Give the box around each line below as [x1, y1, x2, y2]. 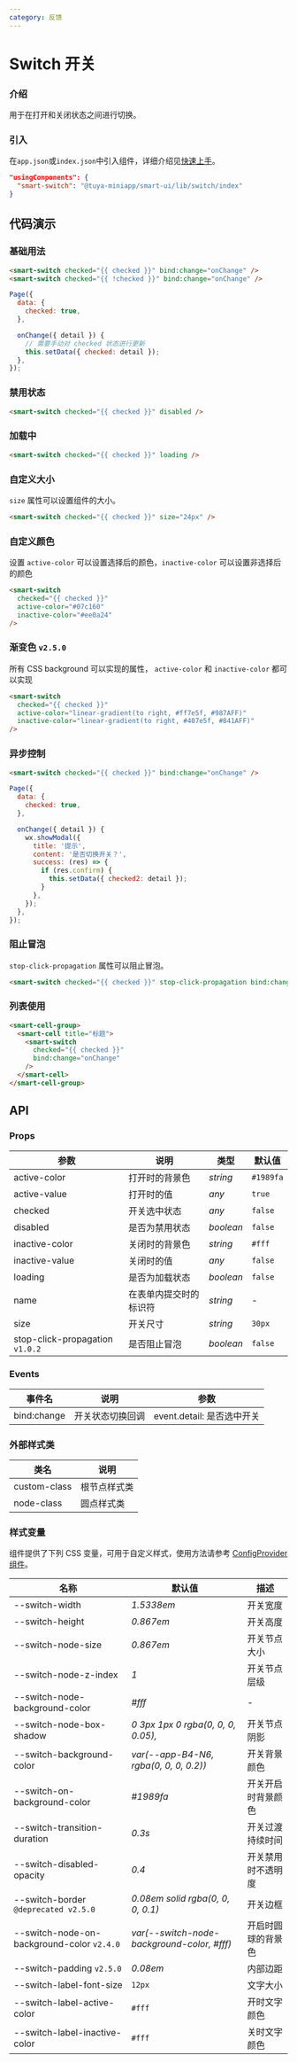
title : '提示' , [32, 841, 87, 851]
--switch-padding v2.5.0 [13, 1962, 122, 1974]
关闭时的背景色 [127, 1238, 191, 1250]
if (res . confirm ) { [41, 866, 113, 876]
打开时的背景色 [127, 1172, 191, 1184]
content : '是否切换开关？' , [32, 850, 127, 859]
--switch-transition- [13, 1822, 103, 1834]
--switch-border [13, 1894, 87, 1906]
